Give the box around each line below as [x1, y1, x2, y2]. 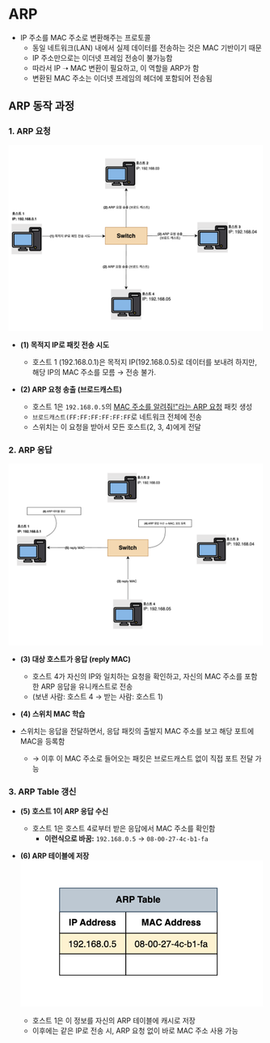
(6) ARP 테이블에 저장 [19, 851, 90, 861]
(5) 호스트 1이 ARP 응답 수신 [19, 806, 109, 816]
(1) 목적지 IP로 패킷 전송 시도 [19, 340, 110, 350]
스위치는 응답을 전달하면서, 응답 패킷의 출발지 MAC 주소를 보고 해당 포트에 [19, 727, 255, 736]
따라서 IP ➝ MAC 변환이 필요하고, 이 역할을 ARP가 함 [32, 62, 200, 73]
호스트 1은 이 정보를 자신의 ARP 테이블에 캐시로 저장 [32, 1015, 196, 1025]
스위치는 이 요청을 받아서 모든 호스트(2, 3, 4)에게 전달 [32, 422, 201, 431]
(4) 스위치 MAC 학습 [19, 709, 86, 719]
